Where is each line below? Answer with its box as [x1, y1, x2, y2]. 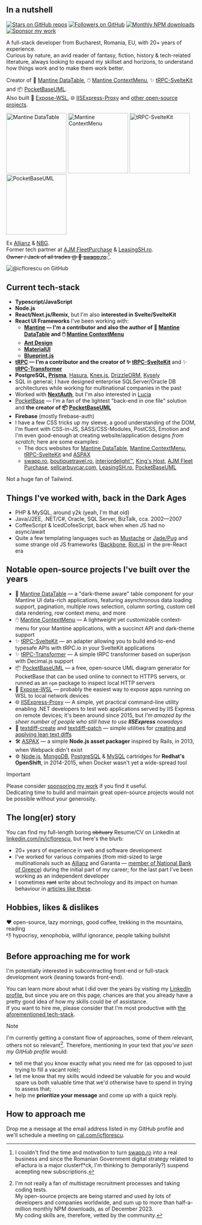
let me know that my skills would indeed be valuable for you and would [14, 1073, 191, 1079]
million [14, 1205, 32, 1212]
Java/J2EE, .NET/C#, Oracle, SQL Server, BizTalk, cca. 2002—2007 [14, 515, 182, 523]
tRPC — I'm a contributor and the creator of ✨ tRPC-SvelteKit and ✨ [14, 358, 188, 366]
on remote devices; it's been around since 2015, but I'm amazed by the [14, 712, 191, 719]
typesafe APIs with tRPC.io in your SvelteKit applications [14, 644, 155, 651]
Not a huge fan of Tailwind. [6, 476, 73, 483]
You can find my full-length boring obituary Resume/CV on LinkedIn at [6, 828, 180, 836]
